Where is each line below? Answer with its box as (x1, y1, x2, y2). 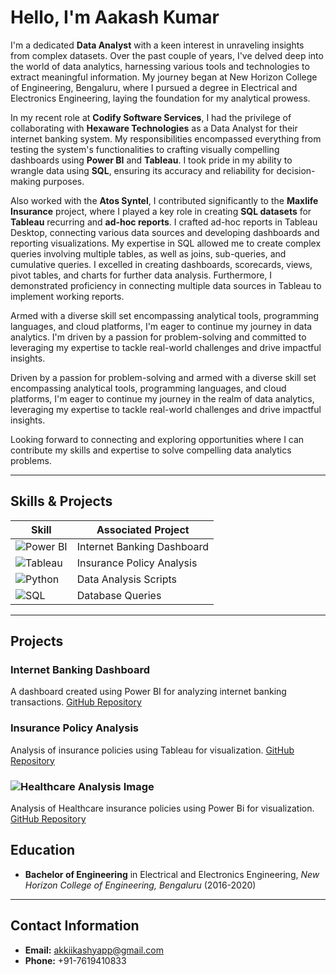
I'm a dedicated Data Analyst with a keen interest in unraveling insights (10, 39, 305, 51)
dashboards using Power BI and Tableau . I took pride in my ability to (10, 154, 293, 166)
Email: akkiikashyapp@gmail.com (24, 944, 164, 956)
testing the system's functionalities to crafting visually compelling (10, 143, 280, 155)
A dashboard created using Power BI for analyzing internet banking (10, 686, 287, 698)
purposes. (42, 175, 85, 187)
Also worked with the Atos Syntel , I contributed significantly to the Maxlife (10, 194, 319, 206)
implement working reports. (10, 290, 125, 302)
